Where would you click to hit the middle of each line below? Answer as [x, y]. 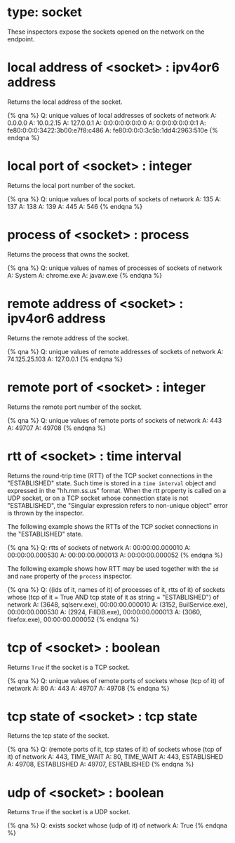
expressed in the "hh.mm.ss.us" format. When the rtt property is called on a [117, 490]
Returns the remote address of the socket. [68, 338]
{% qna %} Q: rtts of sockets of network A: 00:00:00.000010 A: [99, 547]
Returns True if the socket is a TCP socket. [68, 667]
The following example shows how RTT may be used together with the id [113, 568]
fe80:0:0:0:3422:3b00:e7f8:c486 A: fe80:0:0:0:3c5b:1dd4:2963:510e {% [113, 130]
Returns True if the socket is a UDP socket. [69, 812]
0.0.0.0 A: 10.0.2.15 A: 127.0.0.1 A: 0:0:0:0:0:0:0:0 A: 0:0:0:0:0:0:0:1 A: [107, 123]
